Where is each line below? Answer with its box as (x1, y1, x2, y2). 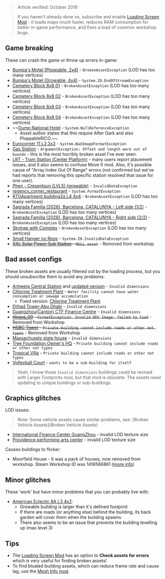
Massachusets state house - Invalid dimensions (12, 335, 111, 341)
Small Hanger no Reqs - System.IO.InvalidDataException (12, 235, 129, 241)
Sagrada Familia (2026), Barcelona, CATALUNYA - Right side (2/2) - (12, 214, 151, 220)
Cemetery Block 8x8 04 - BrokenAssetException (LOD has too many (12, 114, 150, 120)
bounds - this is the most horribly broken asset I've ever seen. (12, 151, 137, 157)
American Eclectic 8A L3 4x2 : (12, 499, 73, 505)
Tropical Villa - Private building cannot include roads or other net (12, 350, 155, 356)
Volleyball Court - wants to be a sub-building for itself (12, 359, 132, 365)
